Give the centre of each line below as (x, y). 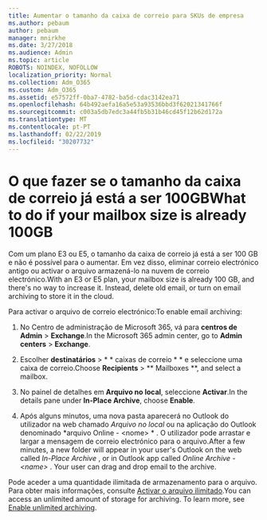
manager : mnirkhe (37, 38)
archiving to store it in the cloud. (61, 297)
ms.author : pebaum (39, 23)
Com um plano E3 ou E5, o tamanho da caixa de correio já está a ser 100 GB (133, 254)
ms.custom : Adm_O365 (43, 90)
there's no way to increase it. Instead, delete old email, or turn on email (125, 288)
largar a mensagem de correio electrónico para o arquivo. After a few (132, 441)
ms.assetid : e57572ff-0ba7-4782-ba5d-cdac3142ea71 (94, 97)
